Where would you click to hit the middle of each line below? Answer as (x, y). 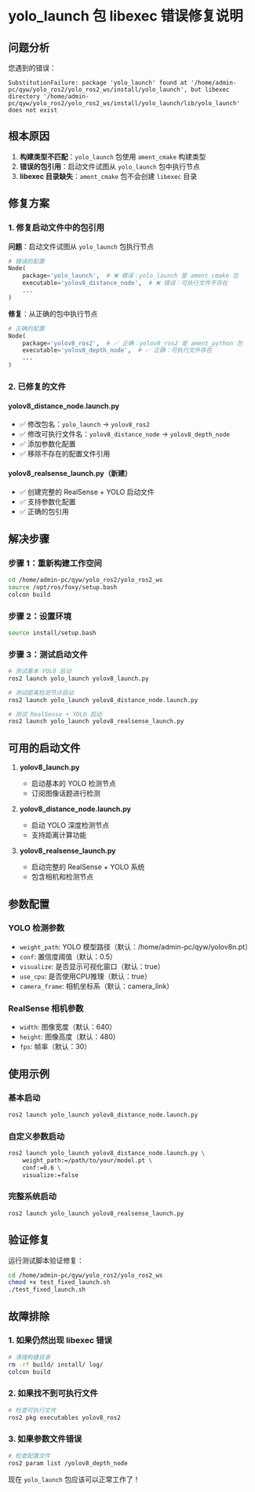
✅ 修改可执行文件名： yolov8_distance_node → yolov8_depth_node (124, 434)
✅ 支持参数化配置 (47, 502)
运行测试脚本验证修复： (46, 1260)
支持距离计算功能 (59, 835)
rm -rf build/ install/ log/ (56, 1364)
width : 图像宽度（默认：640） (68, 1027)
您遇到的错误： (32, 68)
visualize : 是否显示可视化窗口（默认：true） (92, 966)
